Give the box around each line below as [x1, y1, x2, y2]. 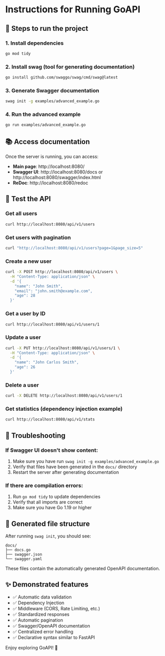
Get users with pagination [5, 234, 71, 241]
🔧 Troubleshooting [5, 431, 66, 440]
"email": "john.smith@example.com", [14, 288, 93, 294]
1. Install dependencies [5, 40, 64, 47]
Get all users [5, 210, 37, 217]
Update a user [5, 334, 41, 341]
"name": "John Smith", [14, 283, 63, 288]
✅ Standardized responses [12, 611, 70, 617]
